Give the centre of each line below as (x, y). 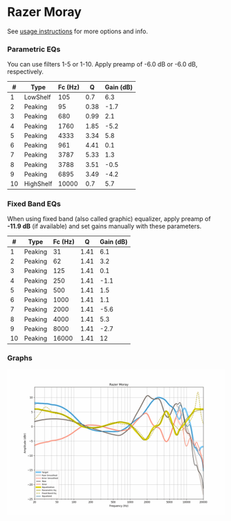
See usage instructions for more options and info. (78, 31)
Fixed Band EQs (34, 204)
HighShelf (38, 184)
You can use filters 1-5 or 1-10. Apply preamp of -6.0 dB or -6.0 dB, (102, 64)
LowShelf (37, 97)
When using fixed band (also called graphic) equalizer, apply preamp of (109, 219)
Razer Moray (44, 12)
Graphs (20, 358)
